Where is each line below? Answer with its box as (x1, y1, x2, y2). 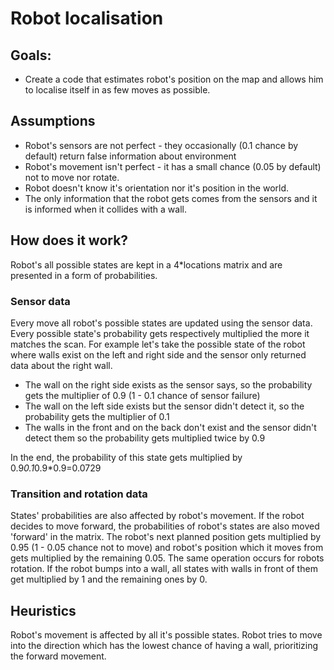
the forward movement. (10, 650, 107, 662)
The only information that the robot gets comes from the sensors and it (24, 192, 318, 204)
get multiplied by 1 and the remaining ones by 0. (10, 573, 208, 586)
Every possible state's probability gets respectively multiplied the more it (10, 327, 310, 339)
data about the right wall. (10, 359, 113, 371)
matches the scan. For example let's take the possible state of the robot (10, 338, 306, 350)
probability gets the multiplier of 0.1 (24, 410, 170, 422)
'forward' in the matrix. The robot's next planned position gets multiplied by (10, 531, 322, 543)
